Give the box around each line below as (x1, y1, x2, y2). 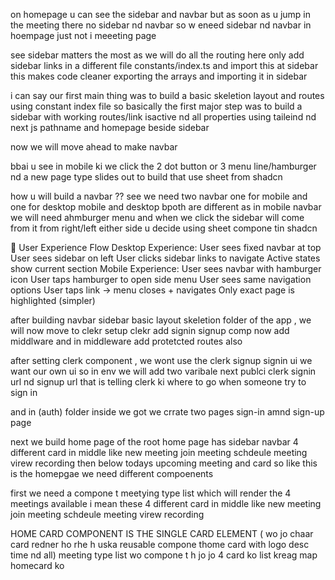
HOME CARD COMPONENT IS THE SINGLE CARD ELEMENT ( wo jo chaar (10, 528, 314, 539)
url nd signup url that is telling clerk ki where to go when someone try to (10, 376, 307, 388)
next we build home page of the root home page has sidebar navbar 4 (10, 436, 299, 448)
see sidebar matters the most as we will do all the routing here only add (10, 49, 305, 61)
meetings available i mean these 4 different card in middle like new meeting (10, 498, 322, 509)
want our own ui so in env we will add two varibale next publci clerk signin (10, 365, 317, 377)
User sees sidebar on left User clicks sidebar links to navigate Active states (10, 252, 321, 264)
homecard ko (10, 560, 65, 571)
